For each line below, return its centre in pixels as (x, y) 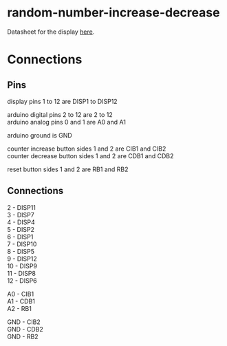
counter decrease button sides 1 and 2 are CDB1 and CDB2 (90, 155)
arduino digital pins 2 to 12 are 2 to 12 (60, 114)
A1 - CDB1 (21, 301)
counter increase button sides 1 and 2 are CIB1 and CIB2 (87, 149)
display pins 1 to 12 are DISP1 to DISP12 (63, 101)
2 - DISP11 (22, 207)
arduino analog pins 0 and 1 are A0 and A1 (66, 122)
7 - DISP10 (22, 244)
